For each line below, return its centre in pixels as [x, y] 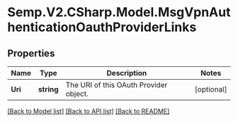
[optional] [211, 89]
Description [127, 73]
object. [77, 94]
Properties [31, 53]
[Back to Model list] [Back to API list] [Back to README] [89, 111]
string [48, 89]
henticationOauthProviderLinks [102, 27]
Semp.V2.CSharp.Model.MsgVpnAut [119, 12]
